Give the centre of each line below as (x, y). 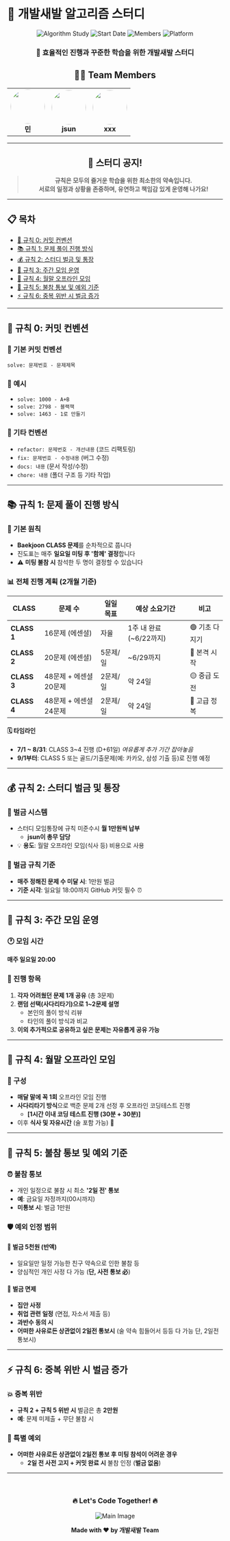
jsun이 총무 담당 (49, 837)
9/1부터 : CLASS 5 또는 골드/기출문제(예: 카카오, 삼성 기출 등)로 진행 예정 (114, 757)
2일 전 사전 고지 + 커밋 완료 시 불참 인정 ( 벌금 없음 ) (94, 1463)
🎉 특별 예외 (24, 1438)
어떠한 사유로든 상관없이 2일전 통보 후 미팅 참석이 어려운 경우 (97, 1455)
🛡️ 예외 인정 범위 (32, 1227)
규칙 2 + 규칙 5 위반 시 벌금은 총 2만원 (67, 1410)
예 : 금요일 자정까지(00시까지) (56, 1199)
